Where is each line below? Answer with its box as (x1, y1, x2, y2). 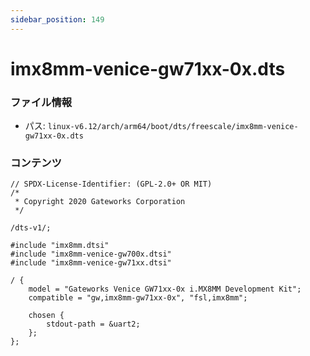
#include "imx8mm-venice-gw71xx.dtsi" (10, 258, 172, 268)
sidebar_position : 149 (10, 14, 105, 25)
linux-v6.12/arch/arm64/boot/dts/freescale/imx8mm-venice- (47, 122, 299, 132)
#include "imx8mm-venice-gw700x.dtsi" (10, 249, 172, 260)
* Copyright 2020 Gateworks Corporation (14, 197, 186, 207)
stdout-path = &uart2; (46, 319, 141, 330)
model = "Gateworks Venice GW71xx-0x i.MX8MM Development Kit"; (28, 284, 302, 295)
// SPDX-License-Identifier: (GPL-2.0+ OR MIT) (10, 179, 213, 190)
